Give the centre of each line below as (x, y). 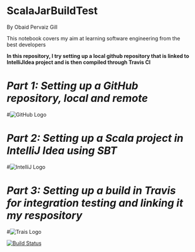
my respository (45, 216)
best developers (26, 45)
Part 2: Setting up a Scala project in (95, 138)
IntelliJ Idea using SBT (62, 151)
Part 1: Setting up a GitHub (73, 86)
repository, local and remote (78, 98)
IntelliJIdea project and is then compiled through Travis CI (79, 62)
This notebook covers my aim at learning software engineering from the (94, 38)
